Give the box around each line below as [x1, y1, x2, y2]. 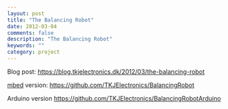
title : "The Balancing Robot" [7, 17, 95, 23]
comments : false [7, 29, 54, 37]
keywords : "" [7, 42, 45, 49]
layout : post [7, 10, 45, 17]
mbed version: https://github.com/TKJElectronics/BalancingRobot [7, 81, 195, 89]
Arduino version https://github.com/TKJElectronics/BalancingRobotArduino [7, 94, 221, 102]
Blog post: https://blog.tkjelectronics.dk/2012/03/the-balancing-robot [7, 67, 205, 76]
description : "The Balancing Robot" [7, 36, 113, 43]
